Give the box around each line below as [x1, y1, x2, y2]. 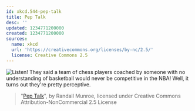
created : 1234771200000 [6, 31, 65, 36]
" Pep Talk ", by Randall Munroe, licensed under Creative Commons [20, 92, 181, 99]
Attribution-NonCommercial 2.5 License [20, 98, 117, 106]
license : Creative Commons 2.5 [11, 52, 88, 58]
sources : [6, 36, 28, 42]
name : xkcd [11, 42, 38, 48]
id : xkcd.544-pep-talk [6, 8, 62, 15]
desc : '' [6, 19, 28, 25]
